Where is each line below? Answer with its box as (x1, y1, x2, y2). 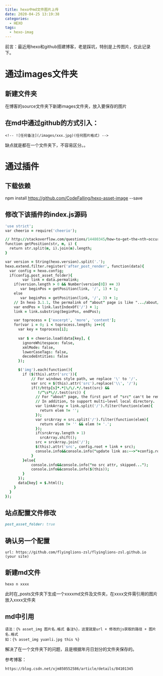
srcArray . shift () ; (39, 435, 77, 440)
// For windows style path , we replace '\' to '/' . (31, 376, 138, 381)
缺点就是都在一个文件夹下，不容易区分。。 (5, 142, 88, 148)
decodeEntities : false (22, 354, 68, 359)
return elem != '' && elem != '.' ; (39, 421, 112, 426)
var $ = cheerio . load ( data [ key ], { (17, 336, 90, 341)
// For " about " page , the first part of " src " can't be (35, 395, 151, 400)
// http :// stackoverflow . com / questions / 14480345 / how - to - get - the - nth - (5, 237, 149, 242)
